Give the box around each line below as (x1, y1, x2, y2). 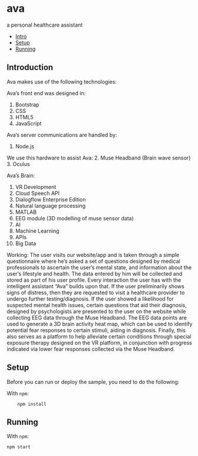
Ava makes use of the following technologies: (6, 78, 117, 85)
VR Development (15, 183, 57, 190)
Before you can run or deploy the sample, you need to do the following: (6, 378, 180, 385)
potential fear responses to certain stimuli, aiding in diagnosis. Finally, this (6, 327, 186, 334)
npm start (6, 444, 31, 450)
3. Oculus (6, 160, 30, 167)
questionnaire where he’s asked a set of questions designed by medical (6, 258, 180, 265)
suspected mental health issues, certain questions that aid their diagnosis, (6, 301, 187, 308)
